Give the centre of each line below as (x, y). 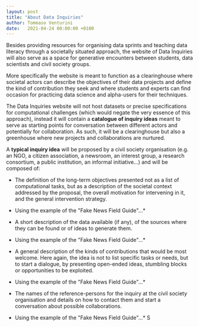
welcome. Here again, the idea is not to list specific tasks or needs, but (101, 258)
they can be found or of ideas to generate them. (73, 228)
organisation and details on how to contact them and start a (88, 300)
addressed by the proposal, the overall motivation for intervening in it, (100, 193)
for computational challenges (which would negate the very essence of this (98, 113)
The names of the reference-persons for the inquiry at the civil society (101, 294)
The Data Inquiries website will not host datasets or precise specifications (97, 106)
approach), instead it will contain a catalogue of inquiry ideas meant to (94, 119)
